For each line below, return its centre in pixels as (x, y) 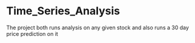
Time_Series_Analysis (63, 11)
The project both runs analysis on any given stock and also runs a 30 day (98, 27)
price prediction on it (32, 33)
